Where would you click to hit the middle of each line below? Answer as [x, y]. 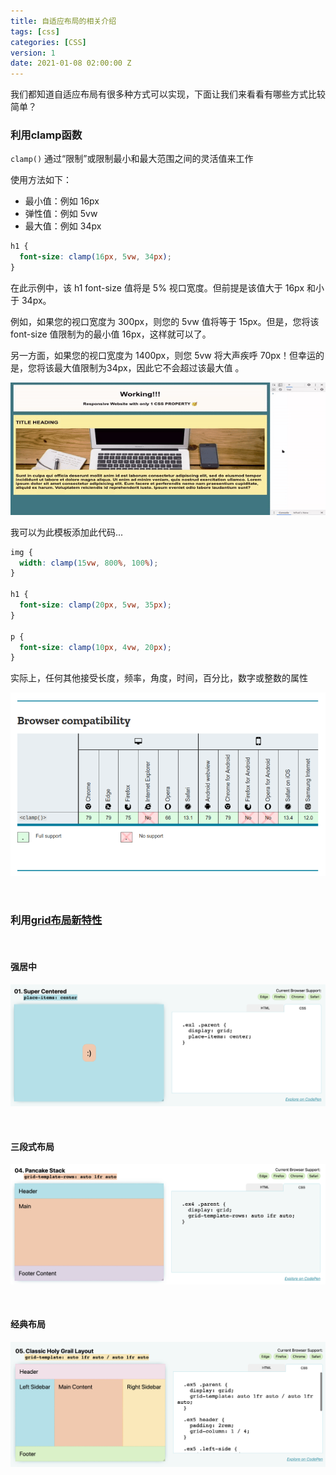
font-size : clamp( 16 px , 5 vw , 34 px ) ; [95, 257]
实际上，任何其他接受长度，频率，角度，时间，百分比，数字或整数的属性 [159, 678]
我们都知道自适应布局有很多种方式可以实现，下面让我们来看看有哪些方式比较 [168, 94]
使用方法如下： [41, 180]
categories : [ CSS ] [48, 42]
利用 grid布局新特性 [56, 920]
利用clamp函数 [46, 135]
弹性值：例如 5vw [61, 214]
